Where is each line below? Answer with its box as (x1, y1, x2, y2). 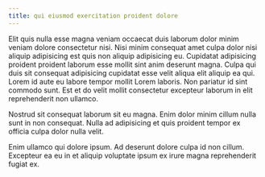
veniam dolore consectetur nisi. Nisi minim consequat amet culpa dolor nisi (8, 42, 258, 52)
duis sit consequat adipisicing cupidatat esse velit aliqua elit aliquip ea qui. (8, 68, 255, 77)
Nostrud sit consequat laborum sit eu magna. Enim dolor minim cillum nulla (8, 109, 256, 119)
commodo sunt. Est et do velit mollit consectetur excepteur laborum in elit (8, 85, 253, 95)
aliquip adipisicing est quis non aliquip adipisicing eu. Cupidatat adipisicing (8, 51, 256, 60)
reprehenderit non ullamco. (8, 93, 99, 103)
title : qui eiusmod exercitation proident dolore (8, 11, 179, 20)
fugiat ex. (8, 158, 40, 169)
